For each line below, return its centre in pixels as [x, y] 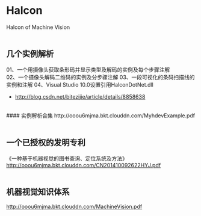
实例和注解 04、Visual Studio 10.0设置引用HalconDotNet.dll [80, 84]
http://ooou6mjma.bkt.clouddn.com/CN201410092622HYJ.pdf [84, 165]
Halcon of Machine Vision [38, 27]
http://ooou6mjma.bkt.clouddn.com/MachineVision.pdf [74, 207]
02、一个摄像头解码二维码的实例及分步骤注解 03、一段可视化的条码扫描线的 [100, 77]
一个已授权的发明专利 [46, 143]
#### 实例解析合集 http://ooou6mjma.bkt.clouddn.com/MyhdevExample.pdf [101, 116]
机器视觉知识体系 [38, 192]
